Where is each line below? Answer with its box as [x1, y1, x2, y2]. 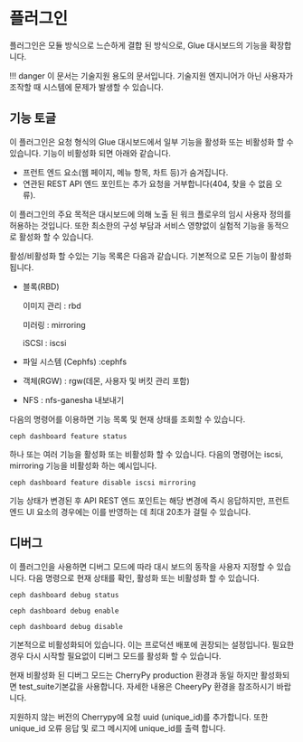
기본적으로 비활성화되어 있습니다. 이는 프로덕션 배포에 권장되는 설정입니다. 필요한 [9, 639, 295, 650]
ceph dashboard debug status [9, 590, 119, 599]
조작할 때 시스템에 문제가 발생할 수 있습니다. [9, 81, 165, 92]
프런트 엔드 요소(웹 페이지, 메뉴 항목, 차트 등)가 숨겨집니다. [22, 166, 229, 177]
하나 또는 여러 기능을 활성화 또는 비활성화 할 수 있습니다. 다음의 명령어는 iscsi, [9, 448, 284, 459]
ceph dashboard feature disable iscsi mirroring [9, 478, 196, 487]
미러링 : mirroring [22, 319, 86, 330]
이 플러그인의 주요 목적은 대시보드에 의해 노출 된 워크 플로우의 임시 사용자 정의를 [9, 209, 292, 220]
